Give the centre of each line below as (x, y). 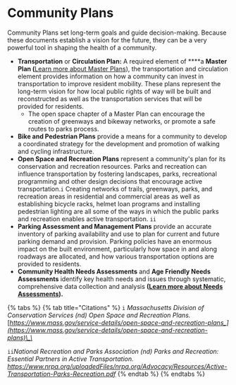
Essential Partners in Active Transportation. (70, 359)
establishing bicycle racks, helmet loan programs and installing (109, 203)
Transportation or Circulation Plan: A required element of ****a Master (122, 61)
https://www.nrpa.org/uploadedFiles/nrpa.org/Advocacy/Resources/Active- (117, 366)
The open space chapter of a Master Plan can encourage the (117, 114)
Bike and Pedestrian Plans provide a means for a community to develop (122, 136)
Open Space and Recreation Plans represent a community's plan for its (122, 159)
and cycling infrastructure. (56, 151)
